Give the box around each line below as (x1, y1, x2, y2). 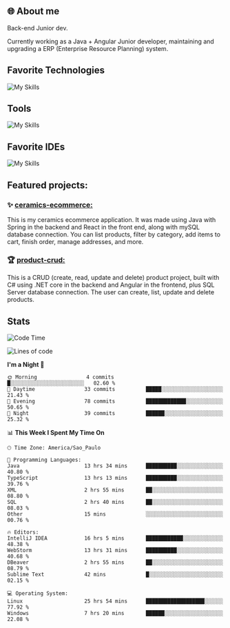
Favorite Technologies (7, 65, 105, 77)
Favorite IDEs (7, 141, 65, 152)
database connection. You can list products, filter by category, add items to (7, 230, 221, 239)
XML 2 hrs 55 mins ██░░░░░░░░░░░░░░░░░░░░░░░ (7, 487, 224, 494)
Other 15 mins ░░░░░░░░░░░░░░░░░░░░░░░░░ (7, 511, 224, 518)
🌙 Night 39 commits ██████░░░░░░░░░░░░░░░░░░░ (7, 410, 224, 417)
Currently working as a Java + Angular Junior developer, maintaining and (7, 37, 215, 45)
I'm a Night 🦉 (7, 361, 45, 369)
